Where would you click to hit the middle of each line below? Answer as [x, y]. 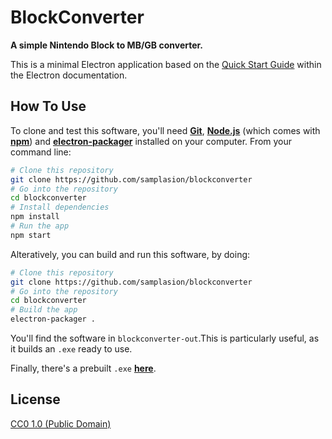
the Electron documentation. [69, 75]
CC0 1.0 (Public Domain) [61, 423]
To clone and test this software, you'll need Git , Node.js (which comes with [165, 130]
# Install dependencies [60, 207]
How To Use [48, 106]
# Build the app [44, 310]
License [35, 399]
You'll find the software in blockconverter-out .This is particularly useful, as [165, 338]
